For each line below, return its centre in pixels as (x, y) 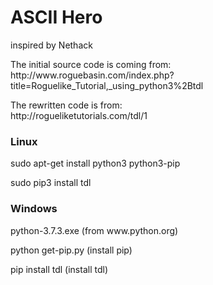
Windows (34, 209)
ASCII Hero (56, 17)
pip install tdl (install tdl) (59, 269)
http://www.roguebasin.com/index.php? (92, 75)
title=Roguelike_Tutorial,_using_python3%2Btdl (107, 85)
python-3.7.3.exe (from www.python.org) (94, 230)
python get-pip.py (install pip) (71, 250)
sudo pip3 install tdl (51, 183)
